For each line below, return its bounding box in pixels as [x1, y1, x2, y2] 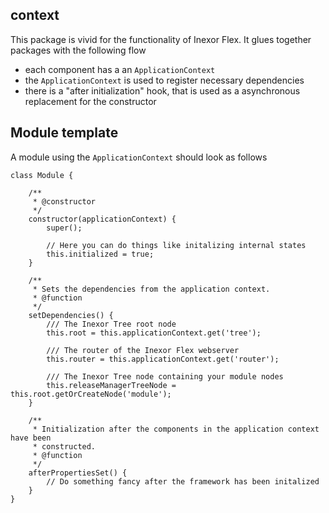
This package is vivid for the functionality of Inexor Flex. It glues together [10, 33, 312, 45]
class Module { [10, 170, 74, 180]
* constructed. [32, 441, 97, 452]
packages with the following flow [10, 44, 147, 56]
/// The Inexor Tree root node [46, 319, 177, 329]
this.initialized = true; [46, 249, 155, 259]
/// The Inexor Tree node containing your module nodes [46, 371, 284, 382]
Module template [10, 124, 119, 142]
